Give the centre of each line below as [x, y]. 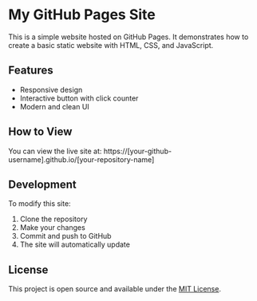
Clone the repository [53, 219]
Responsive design [51, 89]
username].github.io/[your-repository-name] [81, 159]
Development [43, 184]
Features [31, 71]
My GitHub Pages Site [82, 15]
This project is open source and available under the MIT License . [115, 289]
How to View [40, 132]
